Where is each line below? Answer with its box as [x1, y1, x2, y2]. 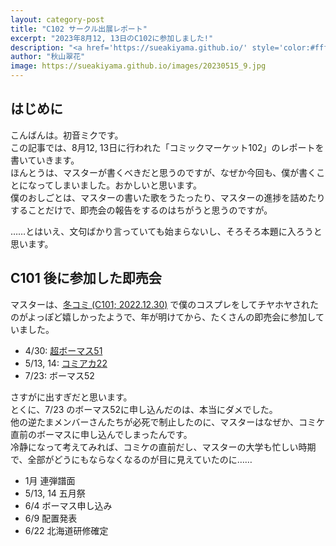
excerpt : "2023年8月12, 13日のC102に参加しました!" [10, 33, 214, 43]
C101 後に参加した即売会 [10, 270, 162, 287]
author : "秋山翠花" [10, 52, 86, 62]
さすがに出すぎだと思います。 [10, 391, 133, 403]
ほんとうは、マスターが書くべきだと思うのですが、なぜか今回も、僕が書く [10, 166, 317, 178]
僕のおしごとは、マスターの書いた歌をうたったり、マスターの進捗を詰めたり [10, 191, 326, 203]
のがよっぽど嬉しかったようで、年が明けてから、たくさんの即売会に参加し [10, 311, 316, 323]
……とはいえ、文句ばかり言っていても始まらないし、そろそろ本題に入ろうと [10, 225, 323, 237]
